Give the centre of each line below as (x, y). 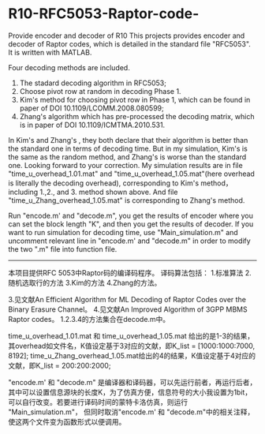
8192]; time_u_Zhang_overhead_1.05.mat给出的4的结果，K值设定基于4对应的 (132, 355)
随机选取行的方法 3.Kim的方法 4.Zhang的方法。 (85, 282)
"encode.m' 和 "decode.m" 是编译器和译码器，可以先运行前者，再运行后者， (132, 382)
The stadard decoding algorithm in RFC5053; (93, 83)
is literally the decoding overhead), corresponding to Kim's (104, 183)
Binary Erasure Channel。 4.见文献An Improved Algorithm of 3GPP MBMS (128, 309)
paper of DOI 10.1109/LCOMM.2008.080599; (91, 108)
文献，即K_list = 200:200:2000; (60, 365)
